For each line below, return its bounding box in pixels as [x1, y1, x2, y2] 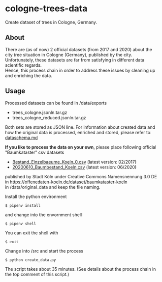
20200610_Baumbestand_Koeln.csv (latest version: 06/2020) [12, 164, 137, 170]
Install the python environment [5, 194, 67, 199]
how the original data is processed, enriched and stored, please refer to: [5, 129, 152, 135]
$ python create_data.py [5, 257, 56, 262]
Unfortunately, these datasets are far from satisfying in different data [5, 57, 145, 63]
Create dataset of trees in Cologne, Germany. [5, 19, 97, 25]
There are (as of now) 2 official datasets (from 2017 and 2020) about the [5, 46, 153, 52]
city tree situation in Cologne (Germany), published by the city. [5, 52, 132, 57]
